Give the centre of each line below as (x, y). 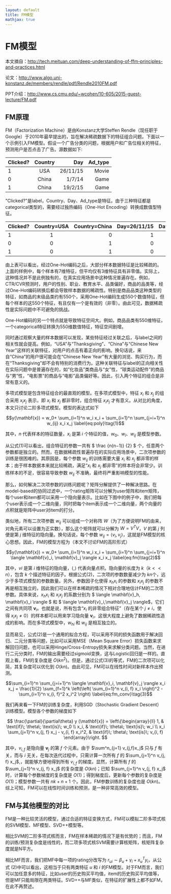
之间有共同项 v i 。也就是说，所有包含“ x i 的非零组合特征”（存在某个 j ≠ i (79, 609)
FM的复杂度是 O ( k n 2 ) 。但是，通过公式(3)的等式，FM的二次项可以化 (94, 660)
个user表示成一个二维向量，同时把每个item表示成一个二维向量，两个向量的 (83, 504)
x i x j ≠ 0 (19, 616)
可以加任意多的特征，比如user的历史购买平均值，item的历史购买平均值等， (83, 874)
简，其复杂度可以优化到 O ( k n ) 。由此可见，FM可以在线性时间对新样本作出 (82, 666)
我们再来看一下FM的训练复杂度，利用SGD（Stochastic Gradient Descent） (83, 704)
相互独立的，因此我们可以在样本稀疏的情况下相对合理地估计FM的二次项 (89, 588)
